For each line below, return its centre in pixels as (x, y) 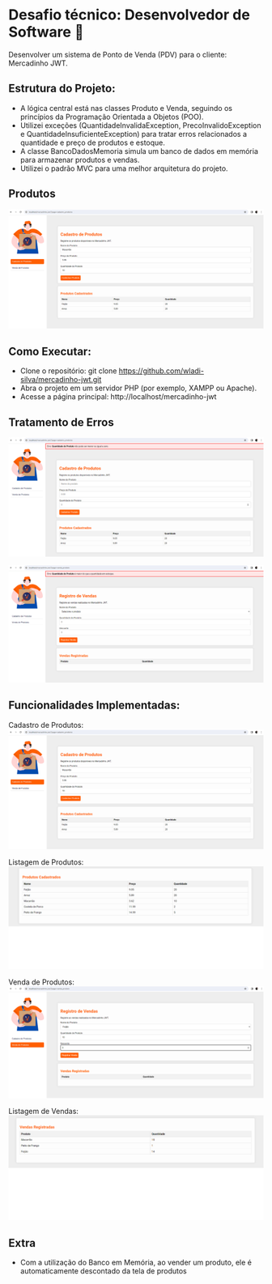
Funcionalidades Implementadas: (94, 706)
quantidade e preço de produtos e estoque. (93, 142)
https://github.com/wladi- (161, 371)
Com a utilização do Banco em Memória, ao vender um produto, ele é (136, 1263)
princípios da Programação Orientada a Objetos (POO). (112, 117)
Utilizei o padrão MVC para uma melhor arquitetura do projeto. (124, 168)
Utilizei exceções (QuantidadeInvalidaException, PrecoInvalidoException (140, 125)
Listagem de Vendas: (44, 1111)
